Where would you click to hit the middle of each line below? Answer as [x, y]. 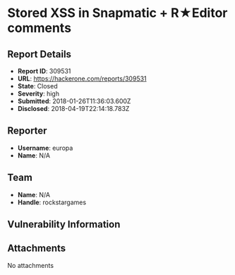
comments [40, 28]
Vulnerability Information [64, 224]
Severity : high [38, 94]
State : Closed [37, 86]
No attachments [31, 265]
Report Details [40, 54]
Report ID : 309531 [44, 71]
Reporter [27, 131]
